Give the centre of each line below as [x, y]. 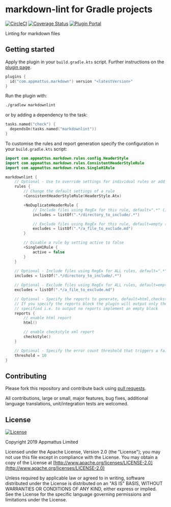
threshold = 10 [31, 355]
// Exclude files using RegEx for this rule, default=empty [97, 224]
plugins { [16, 77]
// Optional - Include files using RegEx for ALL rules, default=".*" [91, 271]
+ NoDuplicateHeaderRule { [51, 205]
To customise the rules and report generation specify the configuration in [82, 143]
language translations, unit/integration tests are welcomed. [67, 404]
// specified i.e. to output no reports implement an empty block [86, 308]
